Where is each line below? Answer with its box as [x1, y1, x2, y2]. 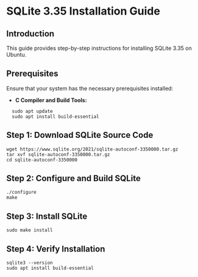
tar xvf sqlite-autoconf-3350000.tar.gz [6, 151, 111, 157]
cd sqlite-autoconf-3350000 [6, 157, 78, 163]
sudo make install [6, 227, 53, 233]
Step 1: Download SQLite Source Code [6, 130, 154, 140]
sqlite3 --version [6, 260, 53, 266]
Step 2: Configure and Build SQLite [6, 173, 141, 183]
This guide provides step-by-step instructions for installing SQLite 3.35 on [6, 44, 192, 52]
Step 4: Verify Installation [6, 244, 105, 254]
